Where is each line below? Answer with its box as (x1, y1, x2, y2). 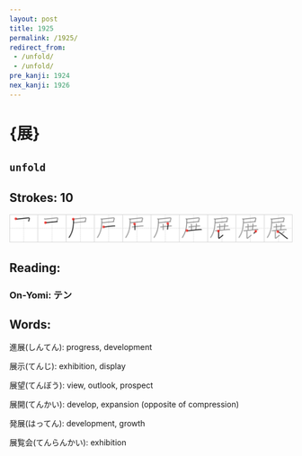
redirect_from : (9, 43, 67, 52)
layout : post (9, 14, 58, 23)
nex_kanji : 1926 (9, 81, 70, 90)
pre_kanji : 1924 (9, 72, 70, 81)
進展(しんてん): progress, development (9, 342, 153, 353)
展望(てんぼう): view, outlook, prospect (9, 380, 154, 390)
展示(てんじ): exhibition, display (9, 361, 126, 372)
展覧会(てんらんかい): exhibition (9, 437, 127, 448)
